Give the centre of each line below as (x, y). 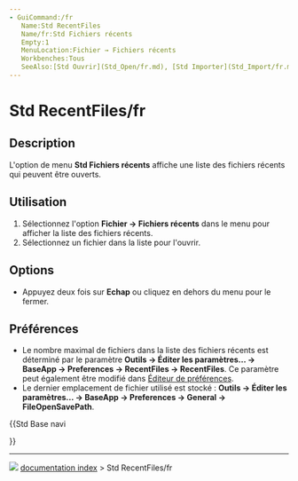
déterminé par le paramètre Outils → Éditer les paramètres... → (138, 359)
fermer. (35, 301)
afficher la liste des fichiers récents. (87, 233)
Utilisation (38, 202)
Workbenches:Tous (53, 59)
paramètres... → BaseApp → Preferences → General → (124, 398)
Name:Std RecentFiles (61, 26)
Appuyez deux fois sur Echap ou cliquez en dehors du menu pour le (146, 292)
